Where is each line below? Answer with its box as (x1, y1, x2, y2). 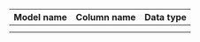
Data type (144, 11, 188, 23)
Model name (13, 11, 68, 23)
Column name (75, 11, 136, 23)
